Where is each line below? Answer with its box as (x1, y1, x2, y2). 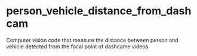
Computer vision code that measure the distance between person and (6, 36, 178, 43)
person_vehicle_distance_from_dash (6, 4, 192, 18)
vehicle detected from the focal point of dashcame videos (6, 43, 149, 50)
